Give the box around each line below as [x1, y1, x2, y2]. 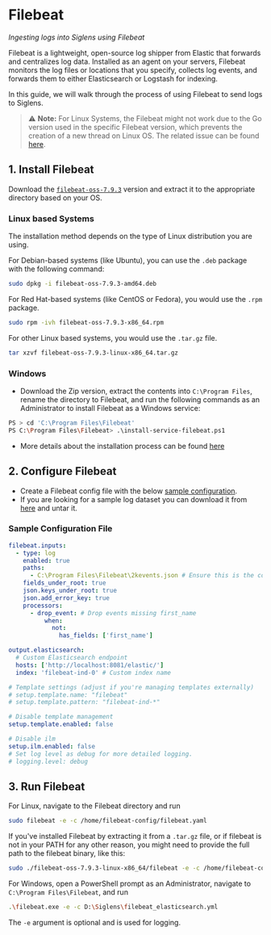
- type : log [15, 549, 56, 557]
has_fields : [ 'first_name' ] [59, 631, 153, 639]
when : [44, 616, 63, 625]
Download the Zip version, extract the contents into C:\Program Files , [19, 386, 252, 396]
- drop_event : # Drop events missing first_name [29, 609, 197, 617]
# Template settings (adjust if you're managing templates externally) [8, 683, 254, 691]
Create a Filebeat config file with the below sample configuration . [19, 486, 238, 496]
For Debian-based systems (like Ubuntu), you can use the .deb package [8, 256, 248, 266]
